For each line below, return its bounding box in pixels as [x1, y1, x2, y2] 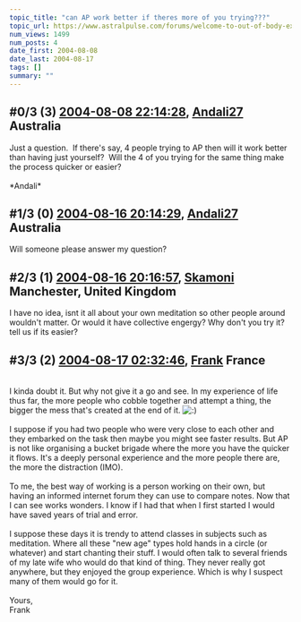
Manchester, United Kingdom [9, 284, 177, 299]
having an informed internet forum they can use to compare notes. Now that [9, 490, 290, 501]
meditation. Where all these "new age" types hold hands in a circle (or [9, 538, 268, 549]
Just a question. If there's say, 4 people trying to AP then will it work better [9, 142, 288, 153]
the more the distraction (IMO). [9, 462, 124, 473]
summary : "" [9, 72, 54, 81]
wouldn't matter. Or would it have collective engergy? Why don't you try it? [9, 317, 285, 328]
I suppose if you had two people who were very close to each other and [9, 424, 275, 434]
